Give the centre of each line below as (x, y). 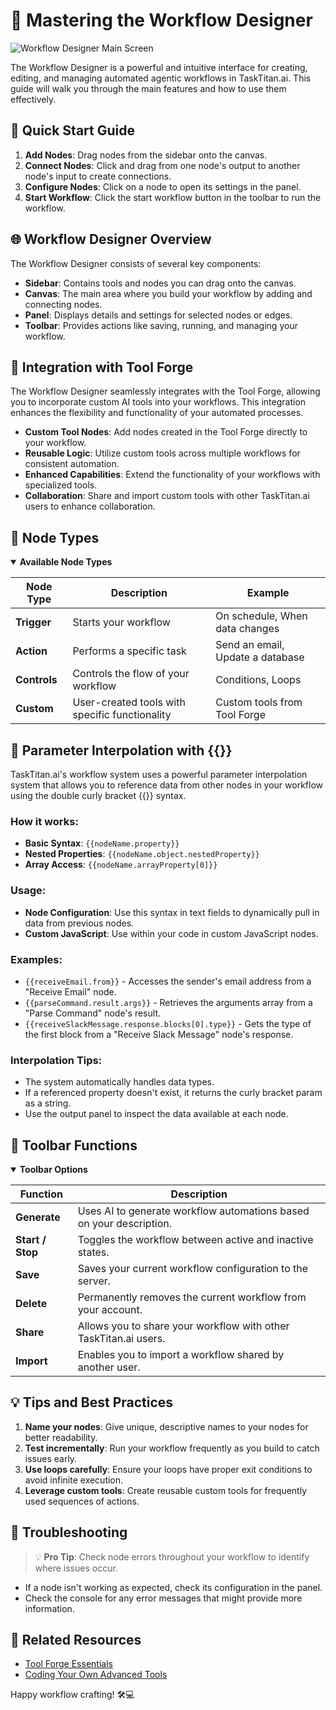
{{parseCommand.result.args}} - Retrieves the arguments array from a (168, 1002)
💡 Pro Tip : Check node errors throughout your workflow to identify (172, 1556)
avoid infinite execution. (74, 1480)
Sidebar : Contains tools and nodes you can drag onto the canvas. (160, 283)
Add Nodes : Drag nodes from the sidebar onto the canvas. (146, 155)
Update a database (260, 657)
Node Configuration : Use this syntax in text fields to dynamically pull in (172, 912)
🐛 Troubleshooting (69, 1532)
